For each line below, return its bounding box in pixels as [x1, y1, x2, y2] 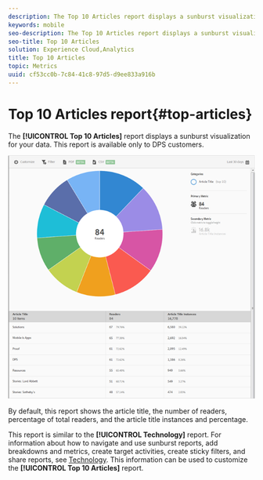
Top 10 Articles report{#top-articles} [8, 105, 253, 123]
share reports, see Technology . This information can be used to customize [8, 455, 248, 464]
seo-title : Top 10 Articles [8, 38, 100, 45]
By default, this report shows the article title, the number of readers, [8, 406, 227, 416]
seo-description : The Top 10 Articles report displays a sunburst [8, 29, 229, 37]
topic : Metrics [8, 63, 58, 71]
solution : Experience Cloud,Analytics [8, 45, 135, 54]
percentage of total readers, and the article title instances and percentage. [8, 414, 249, 424]
